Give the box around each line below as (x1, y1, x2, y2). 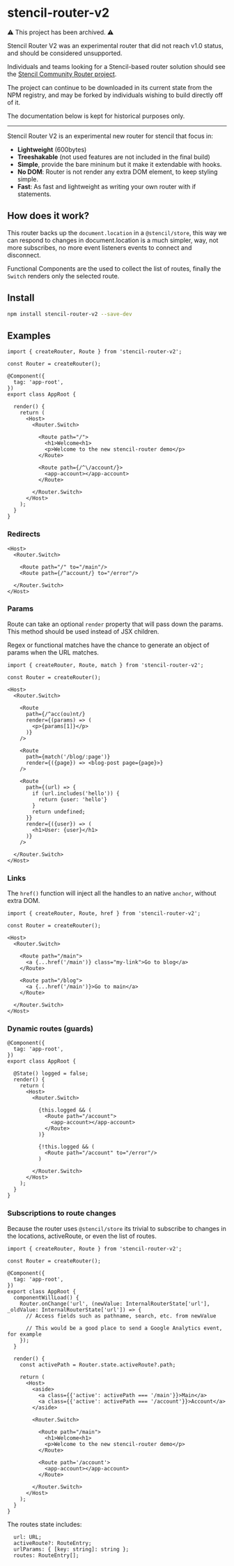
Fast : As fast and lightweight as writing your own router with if (17, 182, 196, 191)
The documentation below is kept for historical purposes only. (7, 112, 185, 120)
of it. (7, 98, 21, 106)
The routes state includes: (7, 1520, 82, 1528)
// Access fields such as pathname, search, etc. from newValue (25, 1312, 217, 1320)
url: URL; (13, 1533, 42, 1540)
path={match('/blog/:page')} (25, 753, 111, 760)
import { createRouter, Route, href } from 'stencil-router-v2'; (7, 910, 201, 917)
